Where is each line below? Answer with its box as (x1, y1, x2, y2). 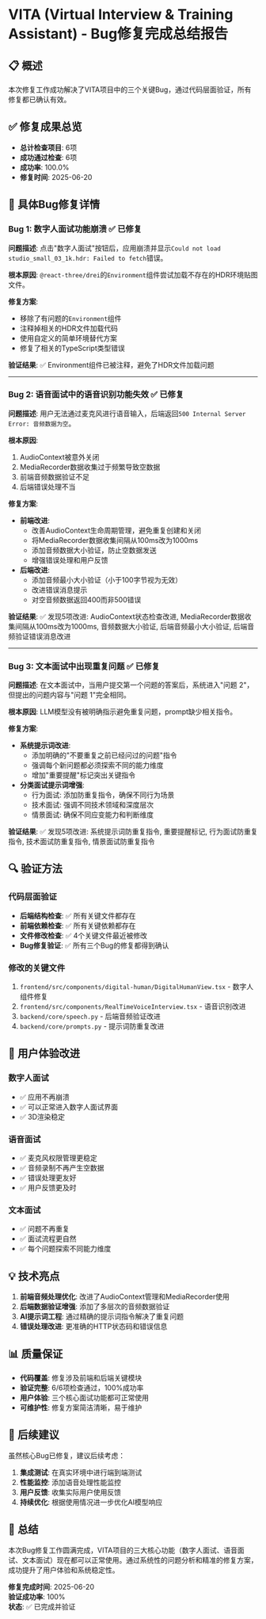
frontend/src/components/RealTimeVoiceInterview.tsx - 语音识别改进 (19, 1002, 247, 1011)
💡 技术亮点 (8, 1270, 60, 1283)
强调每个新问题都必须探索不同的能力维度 (31, 761, 164, 770)
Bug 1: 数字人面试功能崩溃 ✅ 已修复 (8, 223, 142, 235)
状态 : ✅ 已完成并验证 (8, 1602, 76, 1611)
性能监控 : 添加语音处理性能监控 (19, 1477, 121, 1487)
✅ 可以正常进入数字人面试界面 (19, 1102, 119, 1111)
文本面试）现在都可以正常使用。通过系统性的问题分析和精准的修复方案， (21, 1555, 258, 1564)
